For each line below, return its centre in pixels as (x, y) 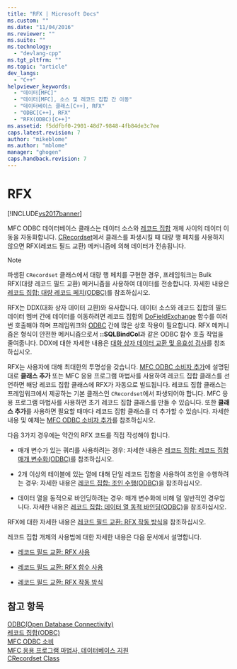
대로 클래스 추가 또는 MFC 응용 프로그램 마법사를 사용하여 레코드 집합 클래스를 (115, 376)
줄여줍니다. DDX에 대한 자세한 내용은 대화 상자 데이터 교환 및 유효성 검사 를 (110, 343)
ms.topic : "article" (38, 67)
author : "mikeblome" (38, 139)
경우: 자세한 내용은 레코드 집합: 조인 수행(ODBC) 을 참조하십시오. (114, 483)
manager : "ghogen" (34, 152)
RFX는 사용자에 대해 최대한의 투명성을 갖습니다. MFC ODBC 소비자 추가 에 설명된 (118, 366)
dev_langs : (23, 73)
